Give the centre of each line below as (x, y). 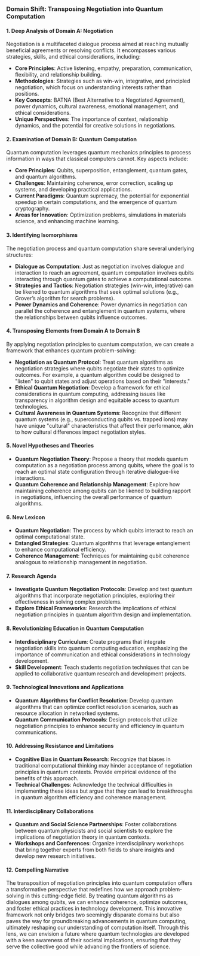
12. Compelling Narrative (38, 870)
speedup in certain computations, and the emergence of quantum (96, 202)
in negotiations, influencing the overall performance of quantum (93, 497)
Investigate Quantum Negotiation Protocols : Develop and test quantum (104, 589)
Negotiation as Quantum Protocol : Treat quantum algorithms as (94, 362)
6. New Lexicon (26, 517)
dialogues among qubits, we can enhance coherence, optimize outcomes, (97, 902)
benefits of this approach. (47, 778)
